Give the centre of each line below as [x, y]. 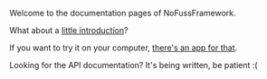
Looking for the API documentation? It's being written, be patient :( [133, 65]
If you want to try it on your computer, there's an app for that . [124, 48]
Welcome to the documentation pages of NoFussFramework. [123, 13]
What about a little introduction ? [69, 30]
